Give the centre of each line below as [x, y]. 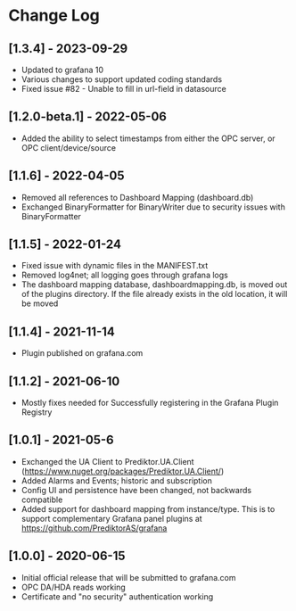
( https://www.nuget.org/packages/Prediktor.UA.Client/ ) [123, 471]
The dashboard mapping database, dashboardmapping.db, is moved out [154, 285]
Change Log [54, 16]
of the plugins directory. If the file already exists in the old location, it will [154, 294]
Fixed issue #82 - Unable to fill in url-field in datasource [123, 89]
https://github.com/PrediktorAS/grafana [94, 528]
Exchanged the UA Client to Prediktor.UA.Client [107, 461]
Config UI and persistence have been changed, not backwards [136, 490]
